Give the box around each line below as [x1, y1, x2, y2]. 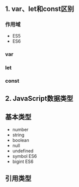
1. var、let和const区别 [5, 5, 75, 14]
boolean [12, 137, 29, 143]
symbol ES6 [12, 153, 37, 159]
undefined [12, 147, 34, 154]
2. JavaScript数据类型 [5, 94, 74, 103]
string [12, 132, 25, 138]
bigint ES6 [12, 158, 34, 164]
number [12, 126, 29, 132]
